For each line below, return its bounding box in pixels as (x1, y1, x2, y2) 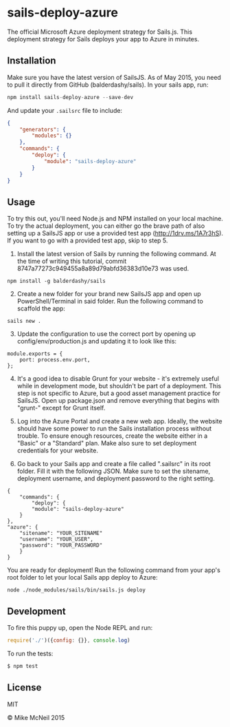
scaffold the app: (16, 304, 65, 313)
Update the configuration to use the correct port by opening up (16, 330, 196, 338)
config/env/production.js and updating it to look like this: (16, 337, 177, 346)
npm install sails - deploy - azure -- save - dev (7, 94, 134, 101)
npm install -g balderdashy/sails (7, 277, 106, 285)
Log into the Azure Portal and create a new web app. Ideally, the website (16, 417, 222, 425)
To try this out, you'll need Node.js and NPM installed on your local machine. (7, 215, 223, 223)
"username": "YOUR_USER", (19, 536, 94, 543)
